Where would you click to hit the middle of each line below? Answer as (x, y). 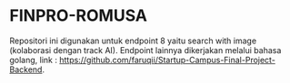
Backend (26, 69)
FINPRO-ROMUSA (79, 16)
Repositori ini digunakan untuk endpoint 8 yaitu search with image (133, 41)
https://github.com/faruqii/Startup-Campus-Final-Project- (167, 60)
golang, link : (33, 60)
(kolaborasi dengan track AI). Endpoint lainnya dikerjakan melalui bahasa (145, 50)
